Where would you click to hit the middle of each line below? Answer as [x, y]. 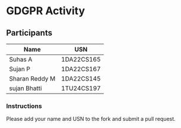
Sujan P [20, 69]
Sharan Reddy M [32, 79]
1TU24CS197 [81, 88]
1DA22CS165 [81, 59]
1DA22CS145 [81, 79]
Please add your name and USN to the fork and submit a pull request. [91, 119]
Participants [29, 33]
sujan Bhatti [26, 88]
